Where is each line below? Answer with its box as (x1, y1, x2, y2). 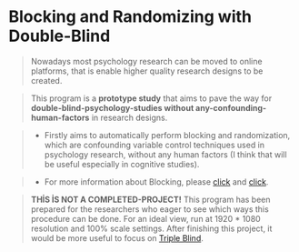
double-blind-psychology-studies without (30, 102, 194, 113)
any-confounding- (195, 102, 267, 113)
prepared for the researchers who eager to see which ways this (30, 203, 269, 215)
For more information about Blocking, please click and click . (44, 176, 269, 187)
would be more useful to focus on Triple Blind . (30, 232, 204, 243)
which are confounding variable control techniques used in (44, 139, 265, 150)
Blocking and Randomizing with (8, 6, 252, 27)
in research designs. (91, 112, 168, 123)
